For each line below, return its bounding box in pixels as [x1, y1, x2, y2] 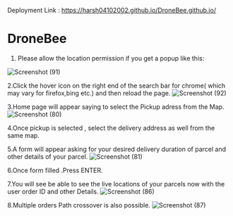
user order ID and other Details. [7, 187, 99, 196]
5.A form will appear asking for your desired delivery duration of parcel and [7, 145, 226, 153]
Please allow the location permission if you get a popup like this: [17, 54, 205, 62]
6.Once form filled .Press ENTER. [7, 166, 103, 174]
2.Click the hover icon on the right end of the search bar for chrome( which [7, 81, 226, 90]
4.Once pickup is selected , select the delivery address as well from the [7, 124, 215, 132]
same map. [7, 131, 40, 140]
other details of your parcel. [7, 152, 88, 161]
